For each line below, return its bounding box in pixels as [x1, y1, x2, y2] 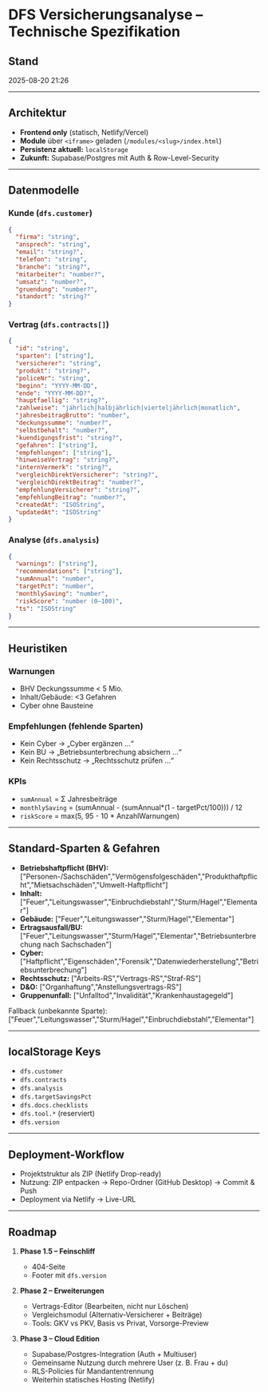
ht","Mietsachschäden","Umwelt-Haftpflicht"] [19, 879, 168, 889]
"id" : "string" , [15, 345, 69, 353]
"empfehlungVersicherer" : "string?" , [15, 485, 141, 493]
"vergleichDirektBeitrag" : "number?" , [15, 478, 145, 487]
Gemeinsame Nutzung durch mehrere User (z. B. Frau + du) [31, 1358, 229, 1367]
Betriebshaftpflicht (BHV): [19, 863, 109, 872]
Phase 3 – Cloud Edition [19, 1334, 100, 1343]
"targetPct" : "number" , [15, 582, 94, 591]
